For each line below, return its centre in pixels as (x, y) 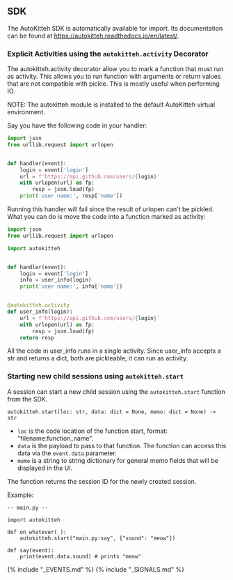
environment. (26, 112)
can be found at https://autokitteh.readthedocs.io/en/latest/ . (93, 36)
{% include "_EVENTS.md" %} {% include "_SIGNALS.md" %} (96, 569)
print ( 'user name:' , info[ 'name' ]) (71, 287)
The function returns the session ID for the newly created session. (102, 481)
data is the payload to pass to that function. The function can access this (122, 445)
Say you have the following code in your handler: (77, 125)
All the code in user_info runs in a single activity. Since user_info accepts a (114, 351)
